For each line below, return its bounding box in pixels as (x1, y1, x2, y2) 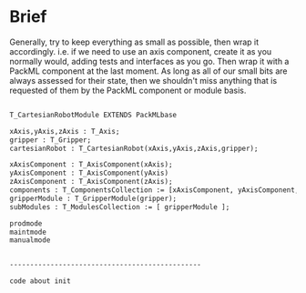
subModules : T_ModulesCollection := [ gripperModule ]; (9, 202, 230, 211)
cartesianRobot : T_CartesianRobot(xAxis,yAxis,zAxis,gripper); (9, 144, 259, 153)
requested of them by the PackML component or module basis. (9, 85, 247, 96)
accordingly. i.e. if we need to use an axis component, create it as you (9, 45, 272, 56)
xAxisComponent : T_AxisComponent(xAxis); (9, 160, 173, 169)
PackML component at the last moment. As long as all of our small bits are (9, 66, 288, 76)
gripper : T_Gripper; (9, 135, 92, 145)
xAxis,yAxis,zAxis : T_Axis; (9, 126, 120, 136)
